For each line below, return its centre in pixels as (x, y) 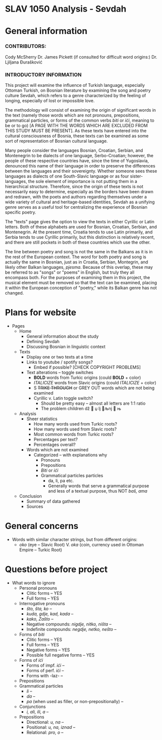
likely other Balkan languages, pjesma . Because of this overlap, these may (79, 267)
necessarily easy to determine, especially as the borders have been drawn (79, 191)
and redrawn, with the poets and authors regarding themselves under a (76, 197)
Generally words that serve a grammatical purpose (99, 486)
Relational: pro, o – (45, 732)
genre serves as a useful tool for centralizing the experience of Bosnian (76, 207)
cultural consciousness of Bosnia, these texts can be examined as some (77, 136)
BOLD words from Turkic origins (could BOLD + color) (87, 378)
